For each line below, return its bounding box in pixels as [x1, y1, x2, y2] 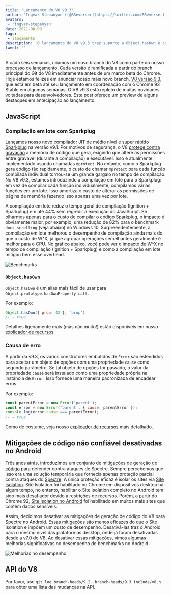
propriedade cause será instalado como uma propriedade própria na [5, 370, 148, 376]
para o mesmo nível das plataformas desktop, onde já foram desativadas [5, 529, 158, 535]
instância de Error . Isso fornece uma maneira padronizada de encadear [5, 375, 156, 381]
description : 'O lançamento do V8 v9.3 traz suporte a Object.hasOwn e [5, 41, 160, 46]
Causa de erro [5, 342, 41, 349]
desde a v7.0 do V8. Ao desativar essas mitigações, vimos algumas [5, 535, 146, 541]
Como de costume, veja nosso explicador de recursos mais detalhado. [5, 424, 153, 430]
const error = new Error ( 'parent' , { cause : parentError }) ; [5, 405, 138, 410]
